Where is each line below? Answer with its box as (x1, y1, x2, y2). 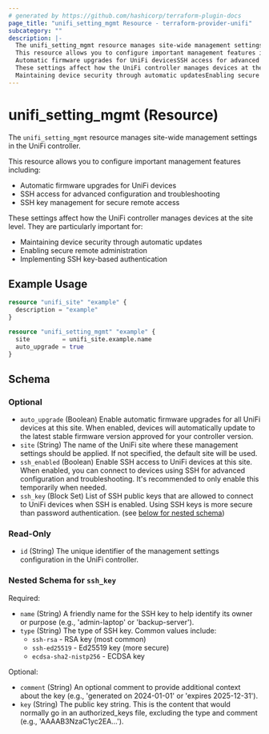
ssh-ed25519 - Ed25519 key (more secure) (31, 643, 170, 652)
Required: (8, 593, 41, 603)
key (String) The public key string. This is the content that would (19, 699, 231, 709)
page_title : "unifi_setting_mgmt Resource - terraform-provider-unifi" (8, 19, 252, 27)
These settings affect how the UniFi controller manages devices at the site (8, 213, 254, 223)
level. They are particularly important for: (8, 221, 143, 231)
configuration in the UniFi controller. (19, 555, 139, 565)
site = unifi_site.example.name (15, 335, 152, 343)
